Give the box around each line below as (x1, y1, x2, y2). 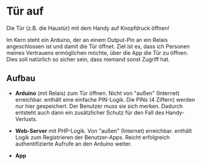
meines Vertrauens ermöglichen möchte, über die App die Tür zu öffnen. (6, 49, 189, 56)
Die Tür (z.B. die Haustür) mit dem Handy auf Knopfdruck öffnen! (6, 24, 170, 32)
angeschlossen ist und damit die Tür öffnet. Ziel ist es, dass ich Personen (6, 43, 190, 50)
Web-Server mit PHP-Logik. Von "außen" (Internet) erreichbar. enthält (15, 127, 192, 135)
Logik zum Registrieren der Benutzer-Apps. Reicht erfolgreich (15, 133, 170, 141)
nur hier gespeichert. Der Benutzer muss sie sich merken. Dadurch (15, 102, 183, 110)
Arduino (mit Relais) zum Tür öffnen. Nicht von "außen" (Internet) (15, 90, 180, 97)
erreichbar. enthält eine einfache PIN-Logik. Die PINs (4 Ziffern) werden (15, 96, 196, 103)
